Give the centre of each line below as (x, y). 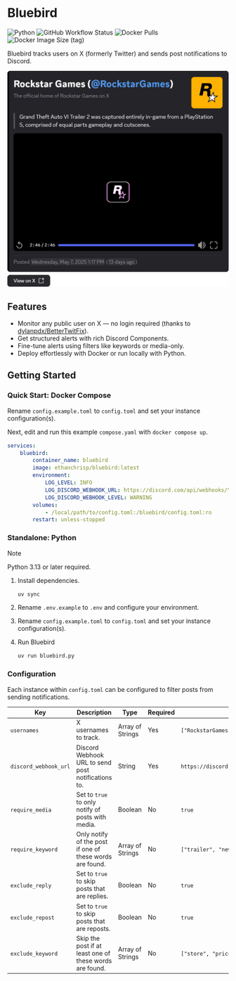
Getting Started (42, 375)
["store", (195, 954)
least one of (93, 953)
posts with (91, 816)
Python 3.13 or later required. (49, 567)
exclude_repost (32, 918)
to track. (88, 738)
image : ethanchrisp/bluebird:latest (86, 468)
